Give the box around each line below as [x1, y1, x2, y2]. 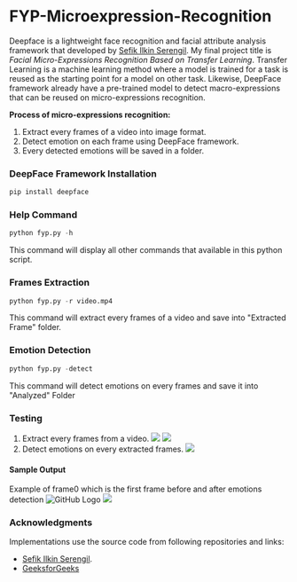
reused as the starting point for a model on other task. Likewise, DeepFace [9, 73, 282, 83]
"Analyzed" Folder [9, 389, 75, 400]
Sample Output [9, 464, 66, 475]
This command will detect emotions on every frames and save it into [9, 380, 259, 391]
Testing [9, 412, 43, 424]
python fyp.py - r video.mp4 [9, 296, 113, 305]
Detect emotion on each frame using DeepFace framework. [21, 136, 239, 146]
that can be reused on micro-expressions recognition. [9, 91, 206, 103]
